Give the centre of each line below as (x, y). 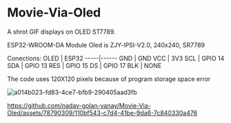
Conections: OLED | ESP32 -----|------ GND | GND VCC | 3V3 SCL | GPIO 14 (116, 58)
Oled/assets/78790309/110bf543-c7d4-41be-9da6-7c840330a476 (102, 113)
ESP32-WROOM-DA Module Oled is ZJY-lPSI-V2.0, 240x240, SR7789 (106, 45)
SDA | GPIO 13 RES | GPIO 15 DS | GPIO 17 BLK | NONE (84, 65)
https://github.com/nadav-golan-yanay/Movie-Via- (79, 105)
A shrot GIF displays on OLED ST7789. (61, 32)
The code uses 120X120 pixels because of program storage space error (109, 79)
